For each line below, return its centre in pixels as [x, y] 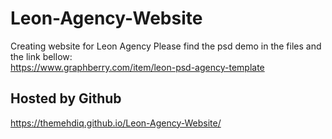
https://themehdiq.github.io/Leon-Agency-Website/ [116, 123]
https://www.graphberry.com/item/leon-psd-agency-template [137, 67]
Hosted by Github [66, 98]
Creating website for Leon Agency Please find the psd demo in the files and [166, 46]
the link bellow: [41, 56]
